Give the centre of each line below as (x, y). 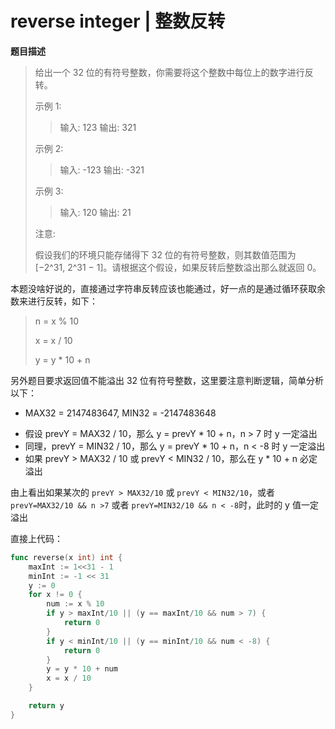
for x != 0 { (55, 595)
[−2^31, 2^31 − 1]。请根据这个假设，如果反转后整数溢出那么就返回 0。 (178, 267)
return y (46, 706)
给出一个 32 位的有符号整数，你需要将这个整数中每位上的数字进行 (169, 72)
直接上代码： (36, 538)
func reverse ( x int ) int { (66, 557)
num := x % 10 (75, 604)
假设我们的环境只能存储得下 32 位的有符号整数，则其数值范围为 (165, 254)
